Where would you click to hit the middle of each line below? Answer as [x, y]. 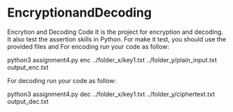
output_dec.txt [28, 101]
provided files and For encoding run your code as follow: [88, 46]
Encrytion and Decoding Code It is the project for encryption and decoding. [115, 32]
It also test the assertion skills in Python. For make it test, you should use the [117, 39]
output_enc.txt [28, 67]
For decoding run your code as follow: [62, 80]
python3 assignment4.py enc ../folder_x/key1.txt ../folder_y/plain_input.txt [112, 59]
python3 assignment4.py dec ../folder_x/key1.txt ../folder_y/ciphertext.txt [111, 94]
